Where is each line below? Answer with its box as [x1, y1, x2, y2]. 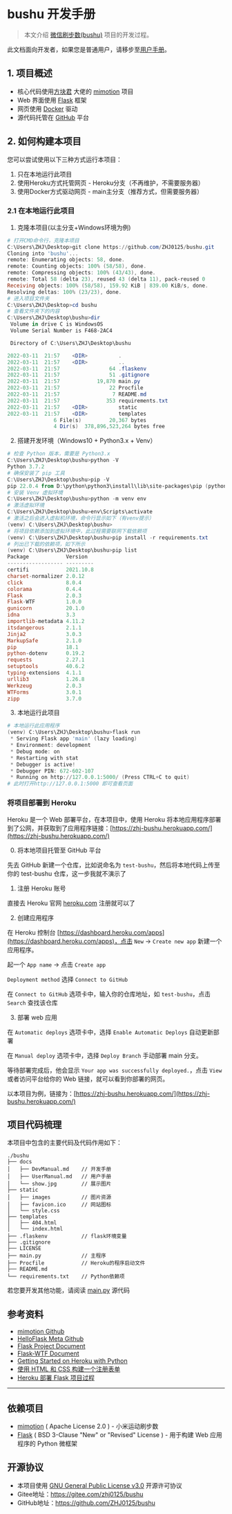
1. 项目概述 [7, 67, 53, 80]
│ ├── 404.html [7, 1220, 57, 1226]
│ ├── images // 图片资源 [7, 1194, 112, 1201]
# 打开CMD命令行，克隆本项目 [7, 237, 79, 244]
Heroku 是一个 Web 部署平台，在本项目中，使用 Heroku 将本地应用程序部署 [7, 815, 222, 823]
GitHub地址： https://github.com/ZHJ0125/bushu [17, 1498, 155, 1507]
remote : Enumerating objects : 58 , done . [7, 256, 126, 263]
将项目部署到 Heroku [7, 798, 77, 808]
